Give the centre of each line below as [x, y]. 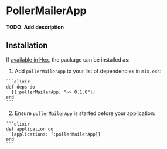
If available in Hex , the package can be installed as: [68, 59]
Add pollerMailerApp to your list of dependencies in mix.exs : [88, 71]
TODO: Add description [35, 27]
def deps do [21, 87]
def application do [30, 129]
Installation [27, 45]
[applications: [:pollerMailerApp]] [56, 134]
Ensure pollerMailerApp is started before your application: [85, 113]
